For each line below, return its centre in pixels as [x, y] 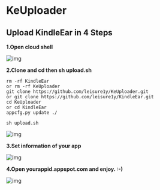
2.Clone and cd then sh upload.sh [49, 70]
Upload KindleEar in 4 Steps [59, 33]
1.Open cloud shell [30, 47]
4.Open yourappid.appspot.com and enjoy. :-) [64, 169]
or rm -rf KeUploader [33, 86]
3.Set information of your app [44, 146]
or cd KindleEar [26, 107]
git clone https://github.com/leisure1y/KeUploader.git [77, 92]
